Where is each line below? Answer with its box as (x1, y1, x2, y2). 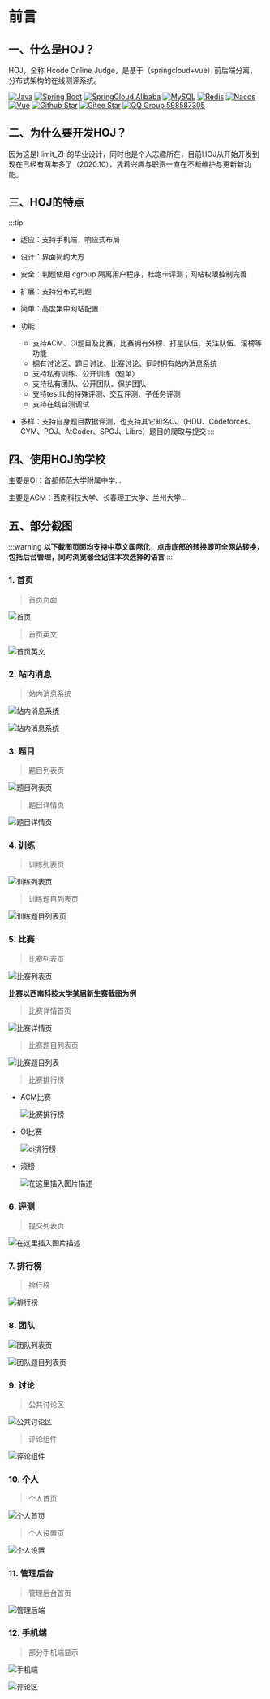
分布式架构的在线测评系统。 (8, 76, 101, 85)
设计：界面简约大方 (19, 251, 85, 261)
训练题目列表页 (28, 894, 79, 904)
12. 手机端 (8, 1627, 47, 1639)
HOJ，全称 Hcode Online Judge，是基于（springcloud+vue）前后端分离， (8, 66, 258, 75)
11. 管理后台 (8, 1568, 54, 1580)
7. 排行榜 (8, 1260, 42, 1271)
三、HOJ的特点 (8, 196, 85, 210)
